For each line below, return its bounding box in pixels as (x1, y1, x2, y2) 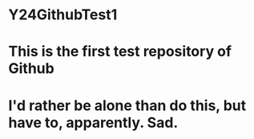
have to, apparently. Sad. (8, 113, 179, 132)
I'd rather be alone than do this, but (8, 96, 247, 114)
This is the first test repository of (8, 43, 232, 61)
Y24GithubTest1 (8, 6, 118, 24)
